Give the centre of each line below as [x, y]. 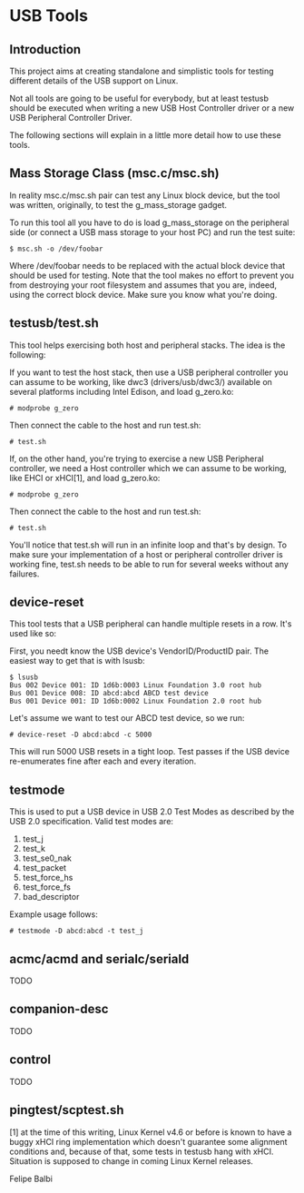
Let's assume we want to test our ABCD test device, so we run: [127, 718]
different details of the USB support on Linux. [94, 81]
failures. [25, 574]
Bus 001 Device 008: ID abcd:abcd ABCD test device [109, 694]
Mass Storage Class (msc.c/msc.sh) [114, 173]
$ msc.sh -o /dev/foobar [56, 249]
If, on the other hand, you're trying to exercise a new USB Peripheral [137, 458]
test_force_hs [48, 878]
